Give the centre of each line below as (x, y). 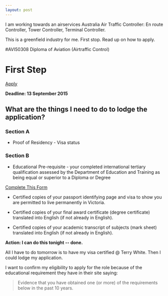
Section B (17, 156)
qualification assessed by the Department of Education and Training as (86, 172)
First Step (26, 69)
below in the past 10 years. (45, 288)
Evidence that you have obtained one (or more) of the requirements (88, 282)
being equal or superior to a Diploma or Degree (62, 177)
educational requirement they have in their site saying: (62, 273)
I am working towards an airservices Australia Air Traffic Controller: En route (84, 24)
